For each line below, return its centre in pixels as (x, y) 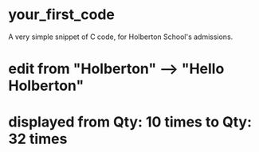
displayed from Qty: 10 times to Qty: (130, 122)
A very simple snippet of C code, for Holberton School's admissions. (121, 37)
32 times (38, 139)
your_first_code (62, 15)
